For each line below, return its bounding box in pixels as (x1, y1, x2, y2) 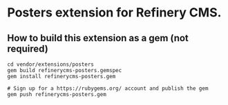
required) (7, 43, 48, 54)
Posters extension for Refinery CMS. (7, 5, 222, 21)
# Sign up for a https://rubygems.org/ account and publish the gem (7, 85, 209, 92)
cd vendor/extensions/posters (7, 61, 95, 68)
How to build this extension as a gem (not (7, 32, 189, 44)
